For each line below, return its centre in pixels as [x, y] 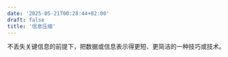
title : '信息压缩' [32, 26]
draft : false [26, 20]
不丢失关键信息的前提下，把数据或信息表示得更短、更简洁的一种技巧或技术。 [116, 47]
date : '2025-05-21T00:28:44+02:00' [58, 13]
